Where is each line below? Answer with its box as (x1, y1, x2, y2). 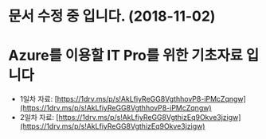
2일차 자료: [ (19, 113, 59, 122)
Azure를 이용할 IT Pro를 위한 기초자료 (8, 47, 243, 64)
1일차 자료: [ (19, 95, 58, 104)
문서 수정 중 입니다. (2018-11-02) (8, 7, 216, 25)
